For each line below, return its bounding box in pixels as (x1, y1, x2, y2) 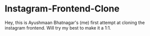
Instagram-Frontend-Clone (4, 3, 119, 14)
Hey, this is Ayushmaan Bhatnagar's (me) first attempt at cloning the (4, 19, 145, 25)
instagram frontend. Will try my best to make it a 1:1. (4, 24, 111, 30)
